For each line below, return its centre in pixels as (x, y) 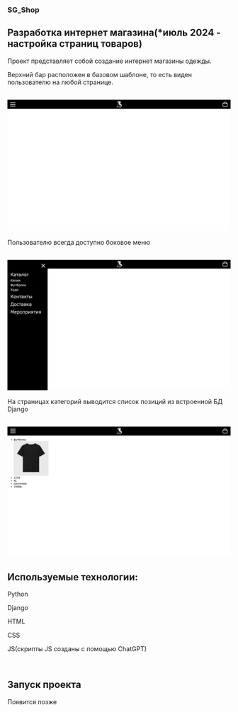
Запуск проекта (44, 685)
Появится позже (32, 701)
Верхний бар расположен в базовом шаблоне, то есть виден (100, 74)
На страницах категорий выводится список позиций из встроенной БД (115, 401)
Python (18, 594)
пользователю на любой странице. (60, 82)
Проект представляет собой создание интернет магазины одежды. (109, 61)
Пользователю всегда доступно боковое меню (79, 242)
